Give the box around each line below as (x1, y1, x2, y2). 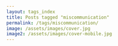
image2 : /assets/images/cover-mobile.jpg (6, 31, 113, 37)
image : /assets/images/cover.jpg (6, 25, 91, 32)
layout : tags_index (6, 8, 56, 15)
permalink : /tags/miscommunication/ (6, 20, 99, 26)
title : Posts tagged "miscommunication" (6, 14, 110, 20)
